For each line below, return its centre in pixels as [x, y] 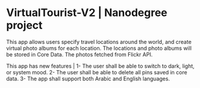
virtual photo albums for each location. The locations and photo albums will [99, 48]
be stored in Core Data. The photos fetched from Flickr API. [79, 54]
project [25, 25]
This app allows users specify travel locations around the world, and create [99, 42]
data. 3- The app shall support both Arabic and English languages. [88, 78]
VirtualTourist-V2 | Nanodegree [87, 13]
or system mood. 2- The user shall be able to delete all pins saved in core [97, 72]
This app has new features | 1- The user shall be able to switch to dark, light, [100, 66]
